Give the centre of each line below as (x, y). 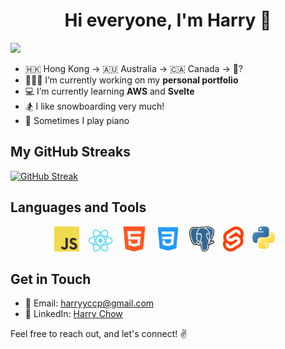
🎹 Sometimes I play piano (77, 120)
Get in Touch (51, 279)
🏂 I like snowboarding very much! (94, 106)
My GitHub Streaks (70, 152)
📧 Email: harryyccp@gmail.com (89, 303)
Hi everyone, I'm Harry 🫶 (168, 20)
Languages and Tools (78, 207)
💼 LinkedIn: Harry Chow (73, 314)
